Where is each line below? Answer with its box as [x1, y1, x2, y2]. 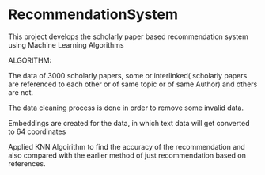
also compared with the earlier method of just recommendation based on [8, 150, 247, 160]
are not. [8, 87, 34, 97]
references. [8, 158, 46, 168]
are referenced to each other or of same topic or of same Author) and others [8, 79, 258, 89]
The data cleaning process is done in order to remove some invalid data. [8, 103, 244, 112]
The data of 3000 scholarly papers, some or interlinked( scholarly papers [8, 70, 248, 80]
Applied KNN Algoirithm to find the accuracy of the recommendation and [8, 142, 245, 151]
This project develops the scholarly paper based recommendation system [8, 32, 249, 41]
